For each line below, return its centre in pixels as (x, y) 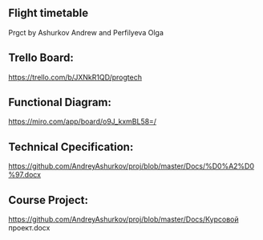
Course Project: (49, 200)
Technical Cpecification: (71, 146)
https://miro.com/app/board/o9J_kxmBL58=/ (83, 122)
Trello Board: (41, 58)
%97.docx (25, 175)
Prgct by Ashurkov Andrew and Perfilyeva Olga (86, 32)
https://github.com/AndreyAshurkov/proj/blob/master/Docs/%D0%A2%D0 (131, 166)
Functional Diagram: (60, 102)
